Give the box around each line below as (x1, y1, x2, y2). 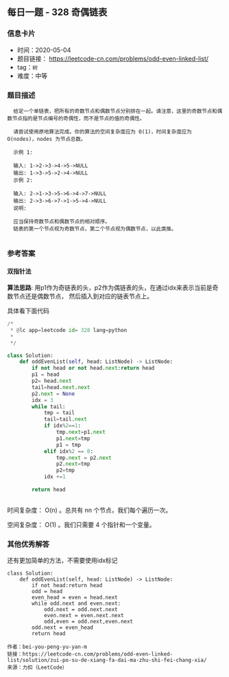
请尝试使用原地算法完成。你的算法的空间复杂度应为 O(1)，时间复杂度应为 (13, 128, 192, 135)
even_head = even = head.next (32, 594, 118, 601)
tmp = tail (43, 410, 75, 417)
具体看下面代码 (7, 307, 49, 315)
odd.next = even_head (32, 624, 94, 631)
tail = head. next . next (32, 384, 91, 390)
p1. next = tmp (56, 435, 91, 442)
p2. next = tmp (56, 460, 91, 467)
